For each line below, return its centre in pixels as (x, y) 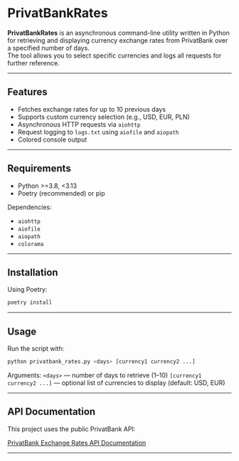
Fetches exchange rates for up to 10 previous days (91, 109)
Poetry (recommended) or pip (61, 193)
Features (27, 92)
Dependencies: (30, 207)
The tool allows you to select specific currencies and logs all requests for (115, 55)
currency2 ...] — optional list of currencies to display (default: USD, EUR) (116, 383)
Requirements (39, 169)
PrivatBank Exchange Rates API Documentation (77, 443)
